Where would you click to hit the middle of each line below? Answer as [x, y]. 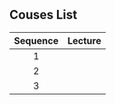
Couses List [43, 15]
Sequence [36, 40]
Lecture [84, 40]
